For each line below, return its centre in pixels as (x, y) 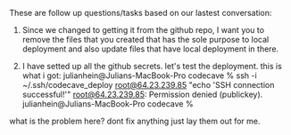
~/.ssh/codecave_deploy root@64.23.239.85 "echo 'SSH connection (148, 85)
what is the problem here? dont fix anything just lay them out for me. (135, 121)
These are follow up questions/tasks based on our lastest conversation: (141, 13)
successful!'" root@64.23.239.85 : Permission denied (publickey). (142, 94)
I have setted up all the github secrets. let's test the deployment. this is (152, 66)
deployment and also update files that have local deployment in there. (150, 49)
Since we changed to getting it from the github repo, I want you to (143, 30)
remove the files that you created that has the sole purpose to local (145, 40)
